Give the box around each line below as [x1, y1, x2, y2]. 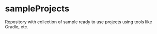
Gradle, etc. [5, 24, 29, 29]
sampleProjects [5, 3, 69, 14]
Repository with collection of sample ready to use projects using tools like [5, 19, 153, 25]
